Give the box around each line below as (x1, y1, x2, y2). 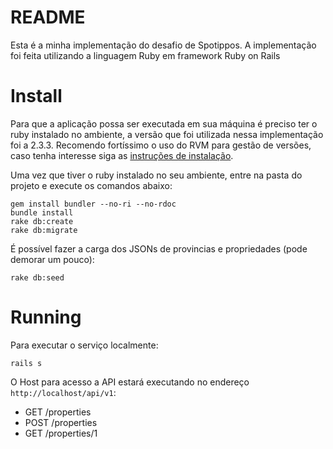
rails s (10, 358, 43, 368)
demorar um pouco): (10, 253, 95, 265)
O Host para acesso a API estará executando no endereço (10, 376, 250, 388)
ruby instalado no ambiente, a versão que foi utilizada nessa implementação (10, 128, 324, 140)
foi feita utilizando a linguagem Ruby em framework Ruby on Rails (10, 49, 281, 61)
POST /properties (24, 416, 98, 428)
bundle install (10, 207, 74, 218)
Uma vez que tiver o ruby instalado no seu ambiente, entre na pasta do (10, 169, 303, 181)
